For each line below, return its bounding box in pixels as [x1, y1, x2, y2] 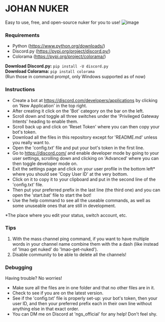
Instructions [5, 86, 36, 93]
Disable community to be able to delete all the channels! [12, 251, 127, 258]
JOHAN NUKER [5, 3, 69, 14]
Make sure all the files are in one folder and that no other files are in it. [12, 285, 155, 291]
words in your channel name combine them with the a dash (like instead [12, 241, 159, 247]
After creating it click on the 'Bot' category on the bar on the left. [12, 107, 144, 114]
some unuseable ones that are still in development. [12, 203, 116, 209]
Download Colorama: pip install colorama [5, 68, 95, 74]
